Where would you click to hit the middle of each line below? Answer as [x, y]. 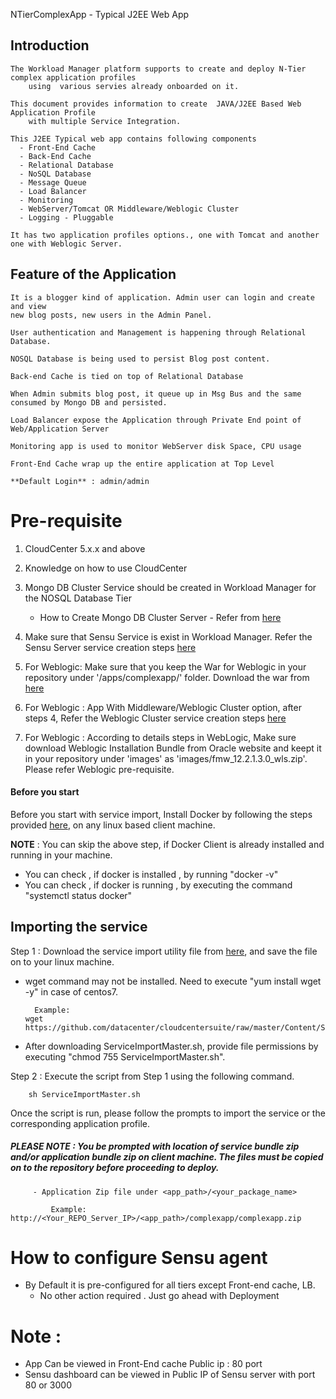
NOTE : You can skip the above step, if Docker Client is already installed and [167, 844]
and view [28, 306]
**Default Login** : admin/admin [80, 481]
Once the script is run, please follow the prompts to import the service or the [168, 1113]
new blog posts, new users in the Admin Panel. [111, 315]
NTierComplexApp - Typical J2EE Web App [100, 14]
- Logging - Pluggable [66, 217]
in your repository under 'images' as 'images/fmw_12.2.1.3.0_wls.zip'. [166, 758]
